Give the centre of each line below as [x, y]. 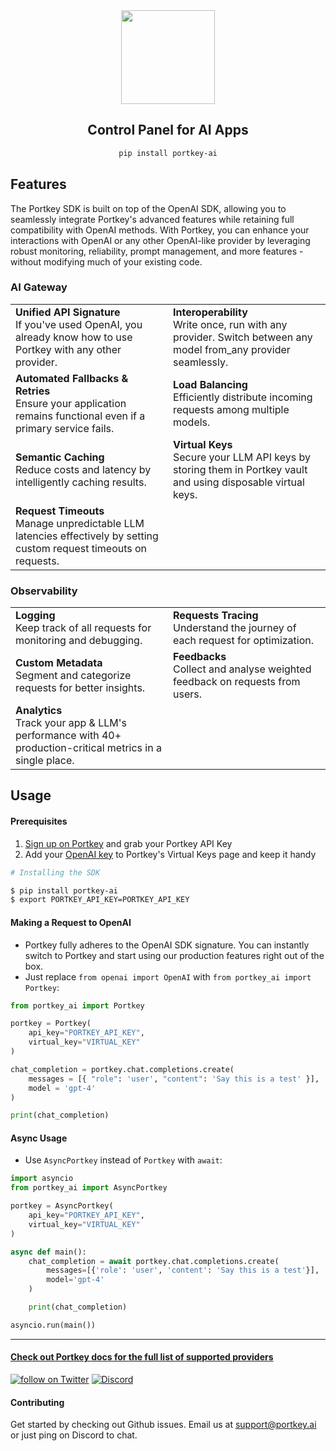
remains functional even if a [80, 416]
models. [192, 422]
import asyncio [42, 1179]
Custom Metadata [59, 663]
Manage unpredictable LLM [80, 523]
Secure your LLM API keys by [242, 457]
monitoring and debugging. [79, 641]
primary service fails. [65, 428]
